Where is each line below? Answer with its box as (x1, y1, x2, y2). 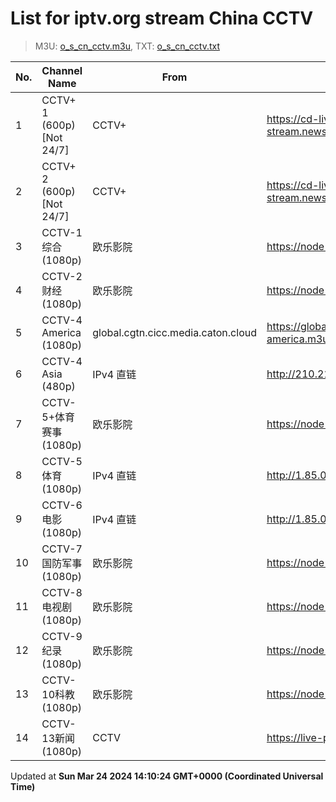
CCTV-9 (41, 629, 83, 643)
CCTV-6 (41, 498, 83, 512)
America (41, 325, 82, 339)
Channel (41, 63, 83, 77)
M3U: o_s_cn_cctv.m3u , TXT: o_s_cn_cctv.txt (34, 40, 220, 52)
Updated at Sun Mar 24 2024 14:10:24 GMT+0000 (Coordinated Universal (10, 770, 324, 782)
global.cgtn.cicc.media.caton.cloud (92, 325, 257, 339)
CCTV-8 (41, 585, 83, 599)
